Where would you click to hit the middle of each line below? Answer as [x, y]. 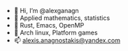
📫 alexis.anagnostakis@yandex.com [67, 40]
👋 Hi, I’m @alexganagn [46, 11]
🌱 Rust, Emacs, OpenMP [49, 25]
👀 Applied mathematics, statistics [62, 18]
